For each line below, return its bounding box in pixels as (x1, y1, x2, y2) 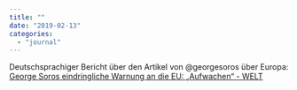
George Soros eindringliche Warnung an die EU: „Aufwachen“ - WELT (9, 71, 263, 82)
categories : (9, 29, 53, 38)
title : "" (9, 12, 46, 22)
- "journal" (17, 37, 62, 47)
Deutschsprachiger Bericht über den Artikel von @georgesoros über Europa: (9, 62, 289, 72)
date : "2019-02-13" (9, 21, 82, 30)
